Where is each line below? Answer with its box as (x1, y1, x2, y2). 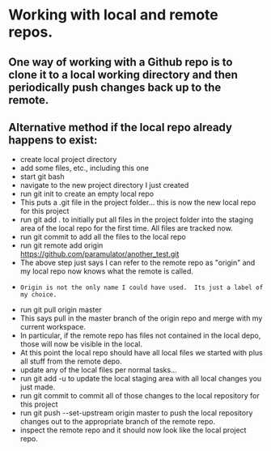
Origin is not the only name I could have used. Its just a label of (19, 283, 264, 292)
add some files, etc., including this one (19, 164, 150, 173)
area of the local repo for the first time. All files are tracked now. (19, 223, 233, 233)
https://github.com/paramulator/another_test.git (19, 249, 180, 259)
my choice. (19, 291, 57, 299)
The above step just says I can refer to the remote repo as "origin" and (19, 257, 256, 268)
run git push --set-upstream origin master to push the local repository (19, 408, 253, 418)
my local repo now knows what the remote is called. (19, 266, 194, 276)
